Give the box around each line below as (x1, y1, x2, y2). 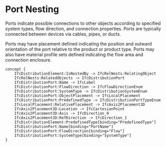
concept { (5, 67, 26, 72)
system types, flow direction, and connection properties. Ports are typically (5, 25, 161, 31)
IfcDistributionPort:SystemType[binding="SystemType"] (14, 133, 132, 138)
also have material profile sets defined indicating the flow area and (5, 52, 143, 58)
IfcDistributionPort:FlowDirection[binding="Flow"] (14, 128, 125, 133)
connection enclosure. (5, 57, 52, 63)
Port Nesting (5, 4, 59, 15)
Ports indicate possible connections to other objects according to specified (5, 20, 161, 26)
